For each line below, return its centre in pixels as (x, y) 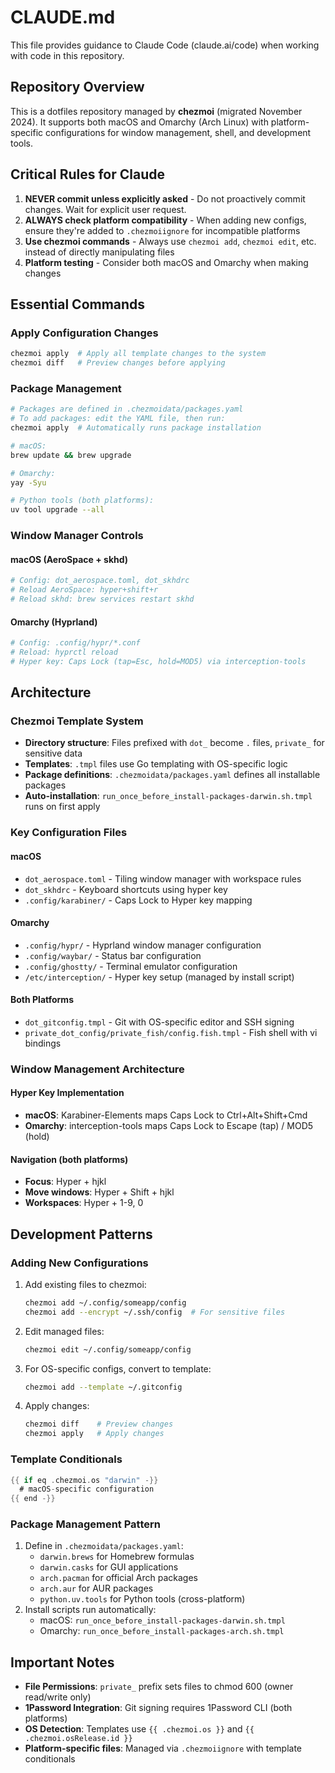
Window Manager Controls (77, 536)
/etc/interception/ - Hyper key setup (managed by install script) (159, 977)
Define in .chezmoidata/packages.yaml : (104, 1546)
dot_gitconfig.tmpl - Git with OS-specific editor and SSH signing (159, 1022)
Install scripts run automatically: (90, 1610)
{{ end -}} (33, 1499)
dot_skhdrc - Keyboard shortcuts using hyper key (126, 889)
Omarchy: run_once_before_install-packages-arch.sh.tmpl (162, 1631)
